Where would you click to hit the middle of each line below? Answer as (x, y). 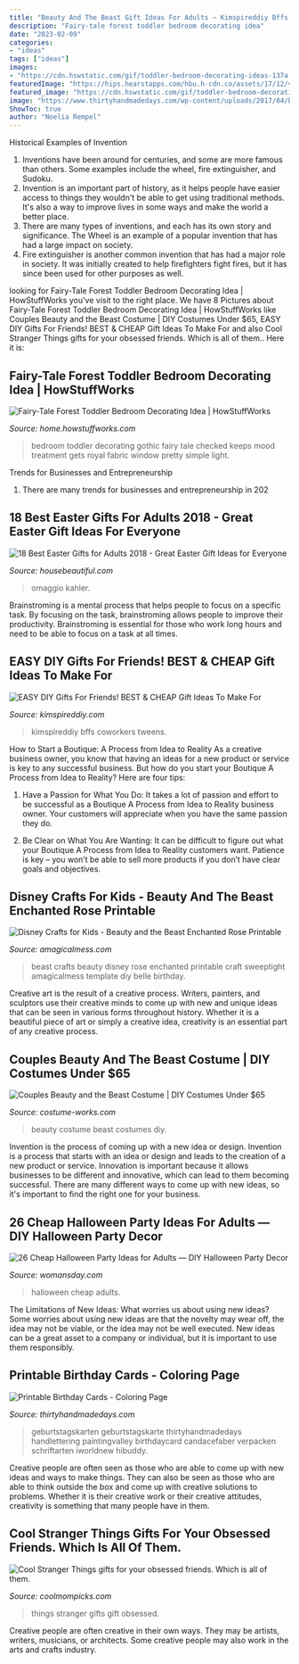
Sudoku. (37, 178)
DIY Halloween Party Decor (86, 1236)
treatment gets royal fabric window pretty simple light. (130, 455)
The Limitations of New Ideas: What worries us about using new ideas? (139, 1309)
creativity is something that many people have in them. (110, 1505)
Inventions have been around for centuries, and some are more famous (152, 160)
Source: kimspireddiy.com (57, 714)
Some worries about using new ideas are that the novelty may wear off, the (147, 1319)
